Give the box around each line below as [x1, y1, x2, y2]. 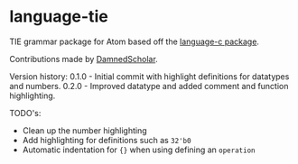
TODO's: [9, 107, 42, 118]
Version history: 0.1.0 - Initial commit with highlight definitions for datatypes [9, 70, 290, 82]
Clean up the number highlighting [22, 124, 147, 136]
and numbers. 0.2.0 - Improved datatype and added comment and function [9, 80, 289, 91]
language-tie [9, 6, 108, 27]
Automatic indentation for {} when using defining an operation [22, 144, 256, 155]
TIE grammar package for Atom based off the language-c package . [9, 36, 260, 47]
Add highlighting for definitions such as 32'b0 [22, 134, 191, 145]
